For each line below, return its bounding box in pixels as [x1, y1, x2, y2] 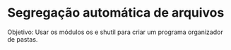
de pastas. [7, 35, 38, 43]
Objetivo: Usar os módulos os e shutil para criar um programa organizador [7, 28, 224, 36]
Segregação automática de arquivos [7, 5, 225, 21]
